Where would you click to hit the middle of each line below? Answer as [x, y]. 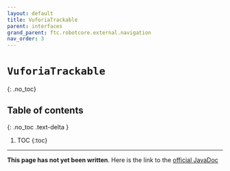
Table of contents [45, 110]
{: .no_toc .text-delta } [38, 127]
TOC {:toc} [32, 140]
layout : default [30, 13]
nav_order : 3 [26, 39]
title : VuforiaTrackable [42, 20]
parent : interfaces [35, 26]
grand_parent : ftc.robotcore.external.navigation [79, 32]
